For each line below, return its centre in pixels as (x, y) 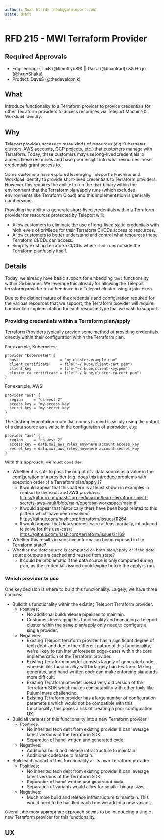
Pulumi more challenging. (52, 693)
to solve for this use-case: (46, 529)
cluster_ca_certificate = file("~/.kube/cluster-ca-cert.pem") (75, 373)
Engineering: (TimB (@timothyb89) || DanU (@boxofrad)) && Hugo (79, 68)
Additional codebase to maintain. (60, 755)
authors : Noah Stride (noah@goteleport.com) (51, 10)
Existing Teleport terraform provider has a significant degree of (90, 640)
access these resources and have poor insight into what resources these (78, 160)
